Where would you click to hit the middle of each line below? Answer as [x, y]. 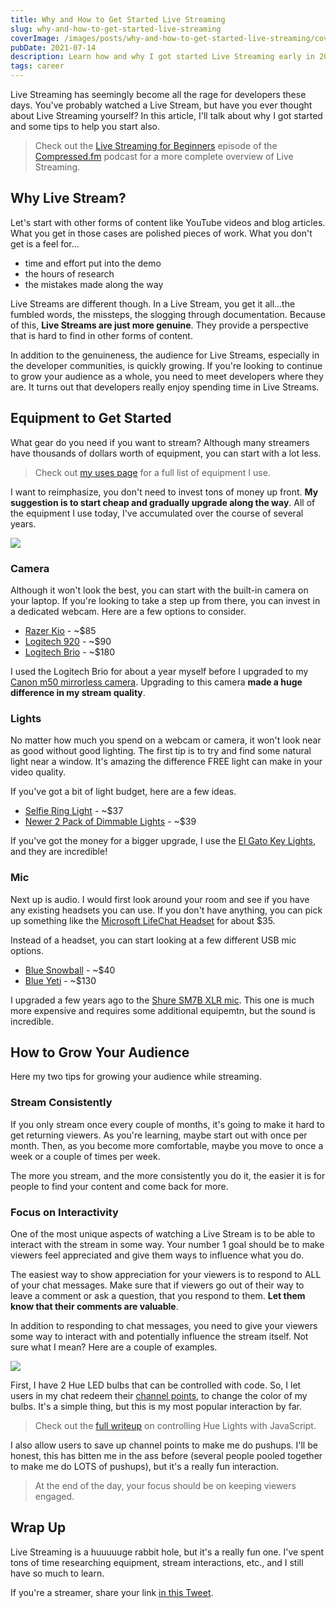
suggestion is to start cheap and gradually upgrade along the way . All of [163, 502]
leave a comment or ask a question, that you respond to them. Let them [158, 1295]
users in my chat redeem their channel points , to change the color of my [159, 1395]
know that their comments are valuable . [94, 1306]
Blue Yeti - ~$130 [60, 980]
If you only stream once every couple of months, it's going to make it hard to [167, 1124]
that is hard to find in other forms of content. [101, 335]
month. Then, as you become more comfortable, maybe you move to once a [167, 1145]
